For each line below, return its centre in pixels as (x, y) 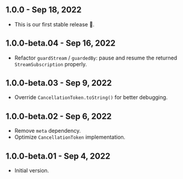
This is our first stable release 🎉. (54, 24)
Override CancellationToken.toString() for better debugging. (91, 97)
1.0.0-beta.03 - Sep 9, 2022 (59, 83)
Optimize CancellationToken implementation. (70, 137)
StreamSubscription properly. (51, 64)
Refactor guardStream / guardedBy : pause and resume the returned (96, 58)
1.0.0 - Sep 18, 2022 (44, 10)
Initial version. (32, 171)
